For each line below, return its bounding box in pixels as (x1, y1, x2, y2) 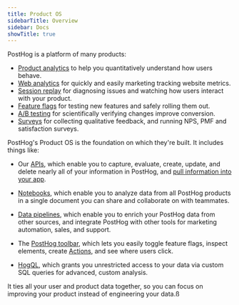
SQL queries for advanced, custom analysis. (17, 269, 148, 277)
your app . (17, 175, 46, 184)
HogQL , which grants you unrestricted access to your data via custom (17, 261, 224, 269)
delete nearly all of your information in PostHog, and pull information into (17, 167, 232, 176)
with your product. (17, 94, 73, 103)
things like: (7, 146, 39, 154)
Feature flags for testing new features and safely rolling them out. (17, 101, 210, 111)
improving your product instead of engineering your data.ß (7, 290, 180, 299)
